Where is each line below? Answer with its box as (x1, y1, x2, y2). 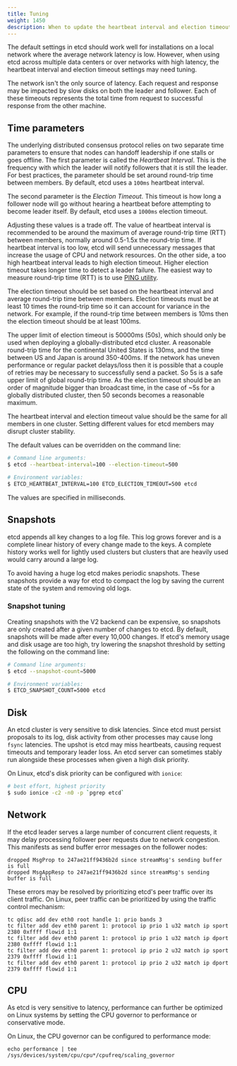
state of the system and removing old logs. (7, 584, 132, 592)
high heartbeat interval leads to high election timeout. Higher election (7, 259, 209, 267)
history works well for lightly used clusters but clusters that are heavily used (7, 547, 229, 556)
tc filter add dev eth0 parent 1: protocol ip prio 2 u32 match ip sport (7, 947, 229, 954)
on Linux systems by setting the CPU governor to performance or (7, 1011, 197, 1019)
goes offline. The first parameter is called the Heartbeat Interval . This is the (7, 156, 227, 165)
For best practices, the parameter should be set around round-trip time (7, 171, 214, 180)
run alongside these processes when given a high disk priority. (7, 756, 190, 764)
